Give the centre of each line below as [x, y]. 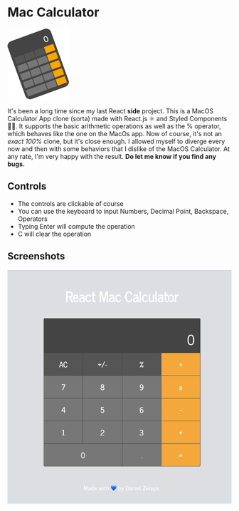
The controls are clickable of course [70, 203]
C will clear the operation [54, 234]
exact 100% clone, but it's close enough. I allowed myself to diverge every [116, 141]
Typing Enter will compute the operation [76, 226]
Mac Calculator [53, 12]
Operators [32, 219]
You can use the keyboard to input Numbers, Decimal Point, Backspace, [123, 211]
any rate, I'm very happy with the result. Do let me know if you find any [112, 156]
